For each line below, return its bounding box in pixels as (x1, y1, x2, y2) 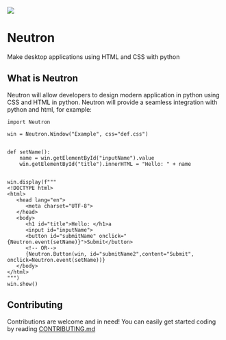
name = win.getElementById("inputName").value (19, 154, 155, 161)
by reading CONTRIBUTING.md (7, 324, 96, 332)
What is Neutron (7, 73, 79, 84)
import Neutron (7, 119, 51, 125)
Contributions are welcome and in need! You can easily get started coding (7, 317, 216, 326)
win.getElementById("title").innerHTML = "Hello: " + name (19, 160, 192, 167)
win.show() (7, 280, 38, 287)
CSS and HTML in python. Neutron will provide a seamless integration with (7, 98, 218, 106)
